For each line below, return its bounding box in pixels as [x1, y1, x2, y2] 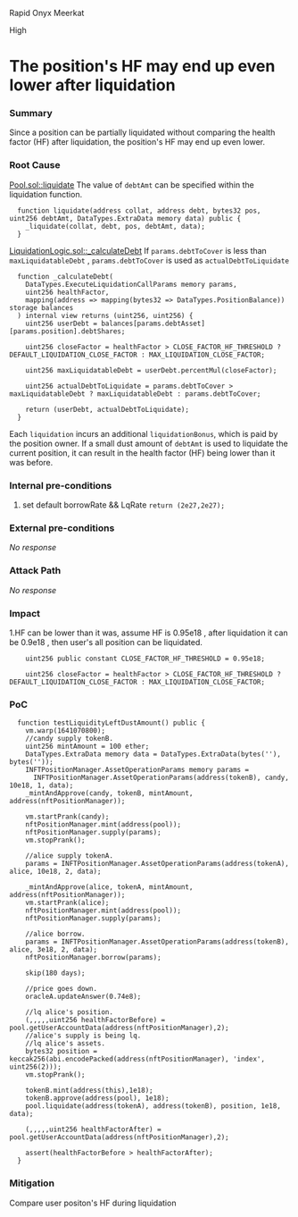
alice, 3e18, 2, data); [9, 945, 98, 954]
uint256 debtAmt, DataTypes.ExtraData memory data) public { [9, 214, 242, 222]
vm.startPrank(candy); [25, 812, 110, 821]
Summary [9, 107, 54, 120]
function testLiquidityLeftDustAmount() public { [17, 718, 205, 727]
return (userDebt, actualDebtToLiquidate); [25, 405, 190, 414]
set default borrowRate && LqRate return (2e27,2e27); [21, 499, 226, 510]
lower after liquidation [9, 75, 176, 96]
